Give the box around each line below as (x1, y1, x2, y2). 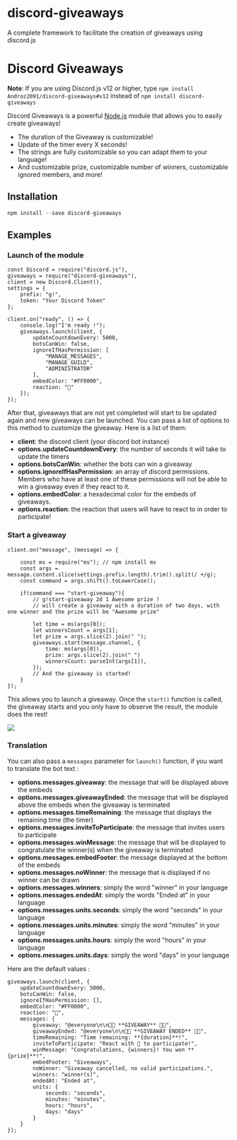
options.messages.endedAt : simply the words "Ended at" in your (17, 890, 210, 899)
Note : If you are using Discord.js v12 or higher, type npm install (7, 83, 194, 93)
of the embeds (17, 861, 61, 869)
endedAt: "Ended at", (33, 1077, 97, 1084)
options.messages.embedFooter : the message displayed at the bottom (17, 853, 228, 861)
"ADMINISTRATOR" (45, 366, 93, 373)
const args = (20, 564, 59, 572)
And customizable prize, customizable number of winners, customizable (17, 163, 229, 171)
